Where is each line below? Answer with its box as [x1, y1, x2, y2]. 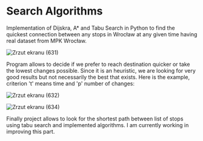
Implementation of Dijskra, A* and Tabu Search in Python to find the [6, 24, 175, 31]
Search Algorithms [6, 4, 103, 18]
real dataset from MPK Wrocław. [6, 37, 87, 44]
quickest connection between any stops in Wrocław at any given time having [6, 30, 198, 38]
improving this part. [6, 128, 55, 135]
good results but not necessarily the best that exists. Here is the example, [6, 73, 190, 80]
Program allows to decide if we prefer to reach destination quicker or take [6, 61, 190, 68]
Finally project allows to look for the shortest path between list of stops [6, 115, 184, 122]
